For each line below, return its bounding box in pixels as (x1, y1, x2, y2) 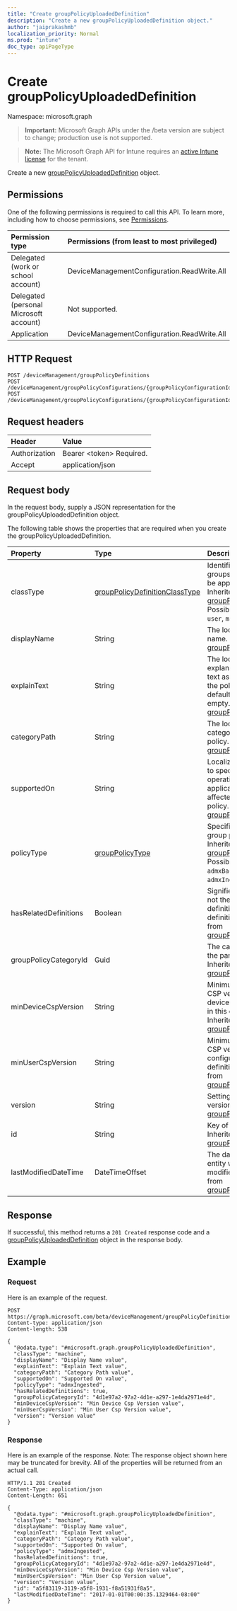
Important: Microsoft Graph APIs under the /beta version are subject (24, 125, 224, 134)
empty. (207, 699, 231, 709)
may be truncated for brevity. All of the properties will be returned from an (7, 1458, 223, 1467)
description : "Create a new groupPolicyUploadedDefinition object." (7, 17, 213, 24)
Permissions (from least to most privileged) (67, 236, 217, 246)
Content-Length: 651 (7, 1491, 68, 1499)
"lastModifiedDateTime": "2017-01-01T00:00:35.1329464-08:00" (13, 1590, 200, 1598)
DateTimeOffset (94, 1167, 147, 1177)
